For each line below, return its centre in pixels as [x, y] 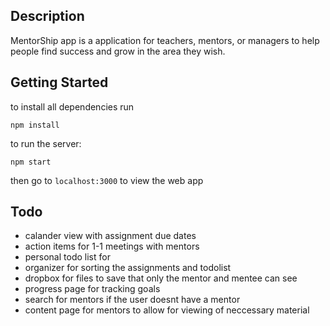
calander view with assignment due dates [110, 236]
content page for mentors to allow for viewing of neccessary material [167, 310]
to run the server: [46, 143]
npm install [35, 125]
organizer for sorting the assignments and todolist [128, 268]
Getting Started [59, 82]
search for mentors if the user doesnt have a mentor [132, 300]
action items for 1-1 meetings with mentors [112, 246]
